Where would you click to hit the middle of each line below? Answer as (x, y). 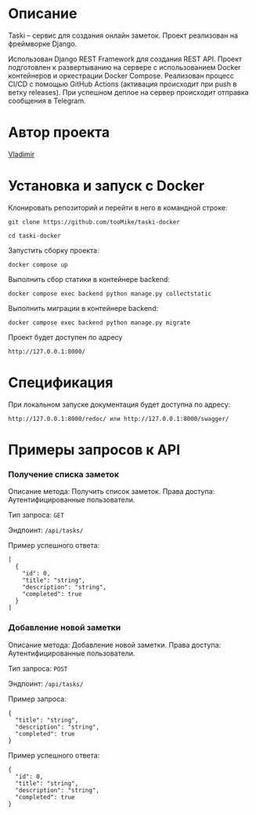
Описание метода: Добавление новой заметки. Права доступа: (115, 645)
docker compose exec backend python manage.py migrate (99, 323)
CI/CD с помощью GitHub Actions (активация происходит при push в (123, 84)
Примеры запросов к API (94, 450)
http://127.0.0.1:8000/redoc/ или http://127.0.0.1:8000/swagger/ (119, 418)
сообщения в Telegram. (47, 101)
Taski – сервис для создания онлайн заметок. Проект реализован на (123, 35)
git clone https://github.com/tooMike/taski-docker (94, 222)
